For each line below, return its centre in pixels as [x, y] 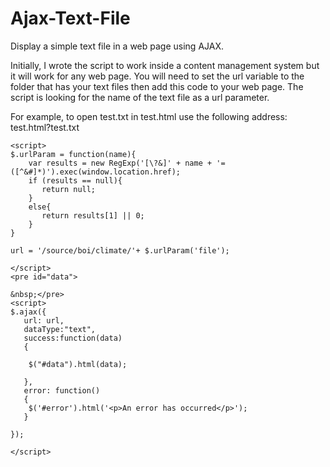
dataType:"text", [60, 329]
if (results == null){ [75, 180]
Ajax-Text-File [70, 18]
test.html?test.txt [45, 127]
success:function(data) [73, 338]
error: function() [62, 390]
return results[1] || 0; [93, 215]
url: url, [44, 320]
